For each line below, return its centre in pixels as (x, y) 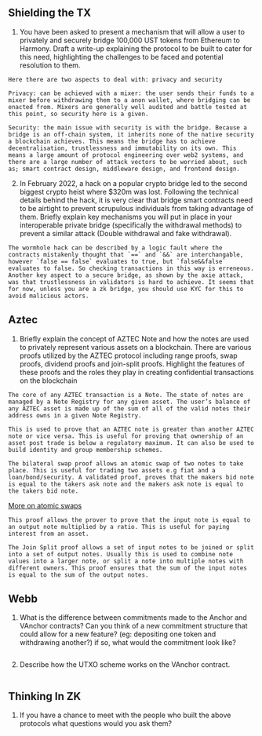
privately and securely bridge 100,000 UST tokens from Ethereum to (130, 40)
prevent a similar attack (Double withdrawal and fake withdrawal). (126, 233)
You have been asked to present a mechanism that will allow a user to (132, 31)
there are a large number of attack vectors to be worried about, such (127, 162)
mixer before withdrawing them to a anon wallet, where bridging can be (129, 100)
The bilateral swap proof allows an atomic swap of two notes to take (126, 463)
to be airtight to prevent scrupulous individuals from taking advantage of (136, 208)
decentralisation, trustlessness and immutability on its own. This (122, 148)
